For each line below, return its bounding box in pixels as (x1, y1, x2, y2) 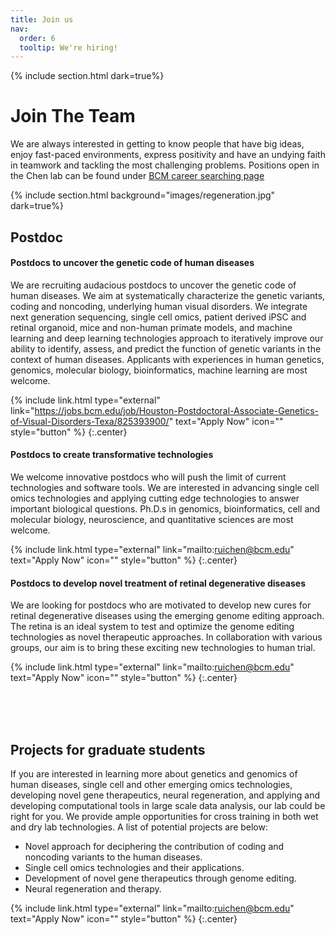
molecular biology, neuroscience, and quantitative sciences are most (10, 513, 294, 525)
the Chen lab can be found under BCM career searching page (10, 170, 265, 182)
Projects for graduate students (10, 741, 206, 758)
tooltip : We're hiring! (19, 42, 118, 53)
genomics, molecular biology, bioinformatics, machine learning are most (10, 364, 308, 376)
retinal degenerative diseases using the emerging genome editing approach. (10, 610, 325, 622)
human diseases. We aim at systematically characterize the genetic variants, (10, 289, 326, 301)
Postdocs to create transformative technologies (10, 449, 214, 461)
